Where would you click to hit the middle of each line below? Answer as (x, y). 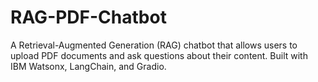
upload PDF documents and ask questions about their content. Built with (159, 55)
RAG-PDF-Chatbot (88, 17)
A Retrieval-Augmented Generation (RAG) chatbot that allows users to (154, 45)
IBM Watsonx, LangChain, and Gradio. (88, 66)
